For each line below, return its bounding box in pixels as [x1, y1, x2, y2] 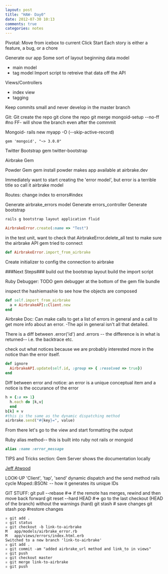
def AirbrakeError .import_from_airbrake [5, 249, 91, 255]
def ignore [5, 361, 28, 366]
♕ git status [5, 520, 33, 525]
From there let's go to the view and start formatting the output [5, 427, 133, 433]
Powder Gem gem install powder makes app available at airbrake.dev [5, 167, 148, 173]
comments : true [5, 21, 37, 27]
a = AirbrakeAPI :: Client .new [10, 302, 71, 308]
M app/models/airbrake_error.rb [5, 529, 78, 534]
